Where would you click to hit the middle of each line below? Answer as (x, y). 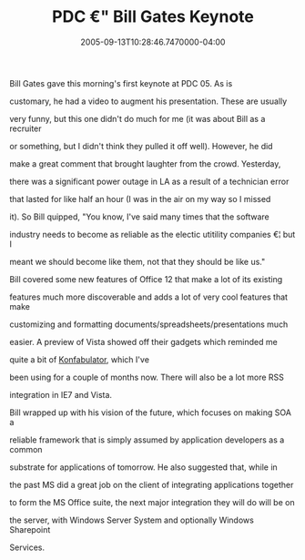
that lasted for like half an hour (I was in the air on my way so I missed (140, 199)
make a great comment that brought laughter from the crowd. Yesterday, (145, 163)
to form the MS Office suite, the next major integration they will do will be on (152, 502)
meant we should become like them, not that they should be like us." (137, 261)
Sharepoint (30, 529)
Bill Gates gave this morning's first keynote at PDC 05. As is (121, 83)
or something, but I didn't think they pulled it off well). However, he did (141, 146)
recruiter (26, 128)
